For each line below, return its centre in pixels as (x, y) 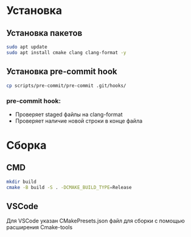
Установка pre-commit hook (62, 71)
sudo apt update (27, 47)
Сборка (26, 145)
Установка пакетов (44, 33)
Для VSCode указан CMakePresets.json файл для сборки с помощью (96, 221)
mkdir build (21, 182)
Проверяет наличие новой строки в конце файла (79, 121)
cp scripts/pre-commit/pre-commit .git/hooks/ (66, 86)
